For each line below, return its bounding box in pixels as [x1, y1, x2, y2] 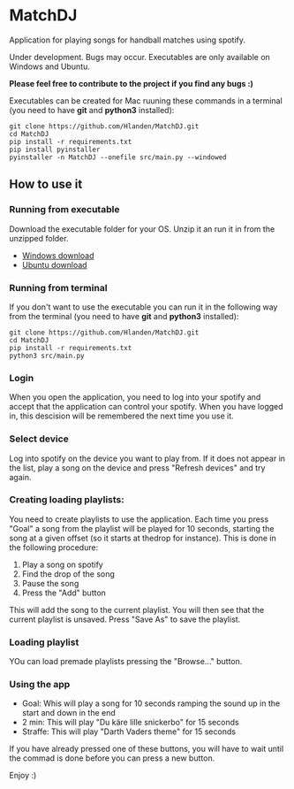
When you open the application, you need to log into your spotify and [9, 392, 261, 402]
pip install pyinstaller [9, 145, 101, 154]
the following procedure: [9, 541, 99, 553]
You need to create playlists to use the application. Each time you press [9, 514, 269, 525]
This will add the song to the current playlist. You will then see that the [9, 604, 265, 615]
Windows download [21, 249, 94, 261]
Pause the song [21, 578, 79, 588]
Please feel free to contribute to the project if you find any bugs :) [9, 78, 253, 88]
